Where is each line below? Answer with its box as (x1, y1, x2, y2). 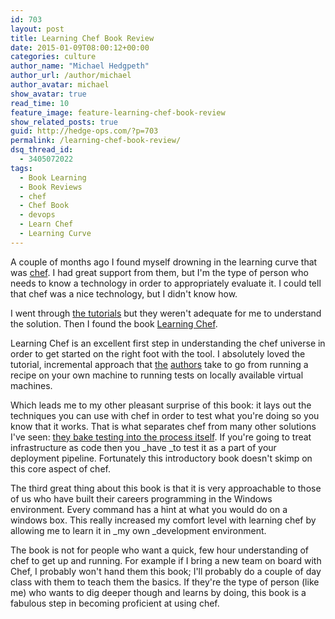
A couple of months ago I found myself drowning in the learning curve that (10, 256, 318, 268)
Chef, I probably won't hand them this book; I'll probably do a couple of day (10, 565, 322, 577)
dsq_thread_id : (10, 145, 74, 155)
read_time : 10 (10, 98, 70, 108)
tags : (10, 163, 33, 173)
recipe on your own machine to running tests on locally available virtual (10, 369, 304, 381)
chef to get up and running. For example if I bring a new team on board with (10, 554, 322, 566)
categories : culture (10, 52, 97, 62)
